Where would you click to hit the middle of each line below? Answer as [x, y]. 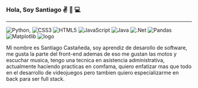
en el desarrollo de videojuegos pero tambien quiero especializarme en [93, 73]
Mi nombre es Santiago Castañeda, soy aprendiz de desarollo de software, [97, 48]
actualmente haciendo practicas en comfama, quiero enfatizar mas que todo [99, 66]
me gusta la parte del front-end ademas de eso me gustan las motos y [91, 54]
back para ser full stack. [35, 79]
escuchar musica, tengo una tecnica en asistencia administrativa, [85, 60]
